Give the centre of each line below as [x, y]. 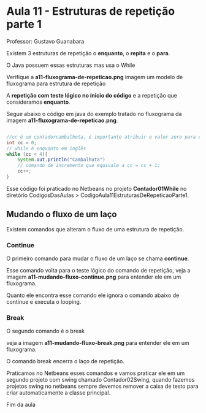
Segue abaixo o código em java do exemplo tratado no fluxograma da [94, 114]
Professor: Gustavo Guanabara [45, 41]
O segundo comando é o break [45, 331]
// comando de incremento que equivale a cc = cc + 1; [89, 166]
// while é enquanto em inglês [46, 149]
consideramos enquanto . [38, 102]
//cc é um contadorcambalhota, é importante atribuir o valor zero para [101, 137]
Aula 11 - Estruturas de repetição [91, 11]
